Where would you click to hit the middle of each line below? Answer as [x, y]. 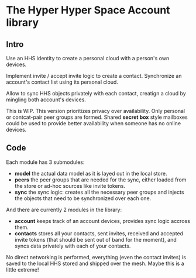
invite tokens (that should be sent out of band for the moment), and [95, 239]
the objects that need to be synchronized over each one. [83, 198]
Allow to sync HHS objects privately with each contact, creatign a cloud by [96, 93]
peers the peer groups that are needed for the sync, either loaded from [100, 180]
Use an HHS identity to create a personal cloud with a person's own [88, 58]
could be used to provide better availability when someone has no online [94, 123]
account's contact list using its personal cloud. [62, 82]
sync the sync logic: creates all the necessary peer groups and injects [99, 192]
